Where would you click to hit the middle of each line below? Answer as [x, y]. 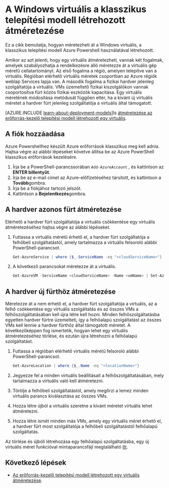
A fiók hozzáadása [35, 134]
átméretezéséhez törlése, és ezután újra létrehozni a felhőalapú [71, 336]
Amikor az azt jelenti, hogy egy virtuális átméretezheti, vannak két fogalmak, [84, 60]
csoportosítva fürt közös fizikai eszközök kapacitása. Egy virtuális [74, 92]
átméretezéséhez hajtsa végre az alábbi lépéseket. [58, 227]
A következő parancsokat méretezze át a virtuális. [64, 267]
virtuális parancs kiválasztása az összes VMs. [60, 396]
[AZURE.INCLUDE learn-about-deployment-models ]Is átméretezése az [79, 113]
